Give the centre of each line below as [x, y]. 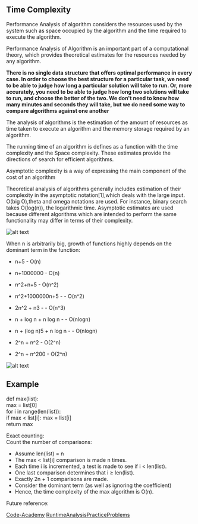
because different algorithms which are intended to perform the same [92, 214]
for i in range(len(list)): [34, 411]
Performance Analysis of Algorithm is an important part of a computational [98, 48]
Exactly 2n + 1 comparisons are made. [62, 479]
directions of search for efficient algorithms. [60, 159]
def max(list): [22, 399]
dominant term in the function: [43, 249]
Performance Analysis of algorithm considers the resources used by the [94, 24]
